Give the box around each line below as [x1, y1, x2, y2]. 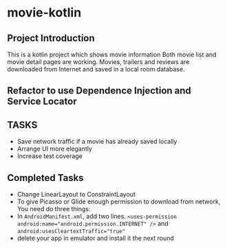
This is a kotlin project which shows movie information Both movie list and [7, 50, 217, 58]
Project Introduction [7, 32, 95, 44]
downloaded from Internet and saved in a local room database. [7, 65, 185, 73]
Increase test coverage [17, 152, 83, 160]
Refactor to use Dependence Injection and [7, 85, 191, 97]
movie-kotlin [7, 5, 82, 21]
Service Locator [7, 96, 77, 107]
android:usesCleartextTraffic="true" [17, 228, 126, 235]
